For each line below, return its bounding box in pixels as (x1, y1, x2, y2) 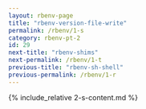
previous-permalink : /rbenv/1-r (8, 71, 116, 79)
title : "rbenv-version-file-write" (8, 19, 128, 27)
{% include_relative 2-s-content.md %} (8, 92, 139, 102)
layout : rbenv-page (8, 11, 74, 20)
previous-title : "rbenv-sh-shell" (8, 64, 124, 72)
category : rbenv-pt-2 (8, 33, 81, 42)
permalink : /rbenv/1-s (8, 26, 84, 34)
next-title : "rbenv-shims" (8, 49, 99, 56)
